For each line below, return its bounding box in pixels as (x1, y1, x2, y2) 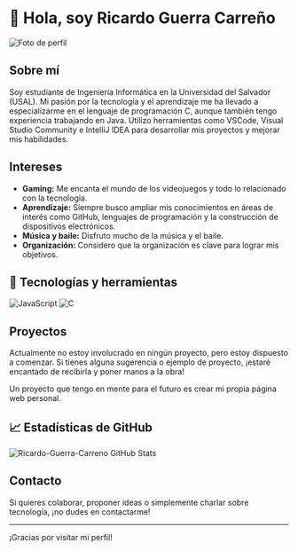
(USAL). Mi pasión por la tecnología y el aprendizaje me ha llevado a (9, 96, 259, 106)
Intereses (9, 160, 63, 175)
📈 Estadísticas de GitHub (9, 420, 153, 435)
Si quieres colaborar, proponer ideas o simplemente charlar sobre (9, 497, 249, 508)
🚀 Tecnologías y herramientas (9, 274, 177, 289)
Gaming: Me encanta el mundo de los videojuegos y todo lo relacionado (21, 183, 286, 193)
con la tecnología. (21, 193, 88, 203)
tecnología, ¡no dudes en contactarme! (9, 506, 151, 517)
